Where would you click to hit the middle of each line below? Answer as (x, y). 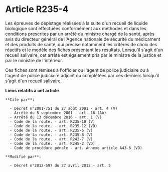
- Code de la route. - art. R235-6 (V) (51, 130)
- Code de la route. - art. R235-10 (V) (52, 121)
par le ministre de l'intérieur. (34, 60)
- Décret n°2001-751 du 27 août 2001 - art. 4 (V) (64, 108)
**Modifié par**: (23, 156)
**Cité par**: (20, 100)
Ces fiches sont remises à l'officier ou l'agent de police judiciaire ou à (77, 70)
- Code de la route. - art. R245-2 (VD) (52, 143)
